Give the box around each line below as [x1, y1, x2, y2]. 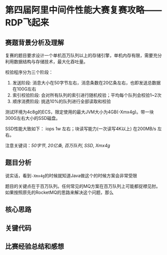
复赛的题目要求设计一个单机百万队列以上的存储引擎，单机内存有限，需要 [5, 53, 153, 58]
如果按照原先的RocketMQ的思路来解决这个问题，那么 [5, 189, 114, 195]
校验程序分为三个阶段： [5, 69, 53, 75]
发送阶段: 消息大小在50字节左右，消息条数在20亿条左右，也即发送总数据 [12, 80, 161, 85]
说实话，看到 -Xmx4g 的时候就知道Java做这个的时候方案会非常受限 [5, 172, 138, 178]
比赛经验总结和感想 [5, 242, 64, 251]
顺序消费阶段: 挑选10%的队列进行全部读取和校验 [12, 98, 111, 104]
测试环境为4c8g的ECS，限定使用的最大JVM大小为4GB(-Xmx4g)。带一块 [5, 109, 154, 115]
